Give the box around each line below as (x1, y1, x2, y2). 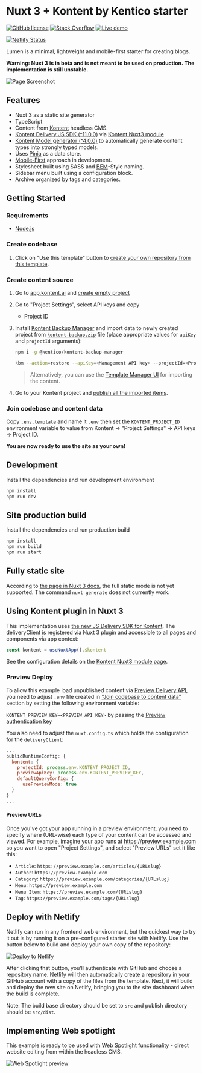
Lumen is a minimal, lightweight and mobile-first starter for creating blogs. (6, 47, 191, 55)
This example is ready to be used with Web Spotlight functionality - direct (6, 1042, 189, 1049)
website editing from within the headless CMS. (6, 1048, 122, 1055)
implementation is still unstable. (6, 65, 89, 73)
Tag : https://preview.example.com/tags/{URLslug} (14, 894, 140, 902)
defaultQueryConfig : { (17, 776, 74, 782)
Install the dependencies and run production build (6, 526, 130, 533)
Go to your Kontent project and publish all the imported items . (14, 389, 168, 396)
